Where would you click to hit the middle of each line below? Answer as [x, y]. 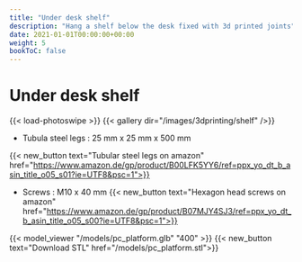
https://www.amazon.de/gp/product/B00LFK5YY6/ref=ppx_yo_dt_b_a [162, 165]
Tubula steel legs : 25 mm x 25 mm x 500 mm [107, 138]
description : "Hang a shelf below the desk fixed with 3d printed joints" [152, 26]
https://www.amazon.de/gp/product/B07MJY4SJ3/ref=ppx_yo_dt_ [169, 212]
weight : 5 [28, 43]
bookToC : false [38, 51]
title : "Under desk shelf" [60, 18]
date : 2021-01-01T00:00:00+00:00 [72, 34]
